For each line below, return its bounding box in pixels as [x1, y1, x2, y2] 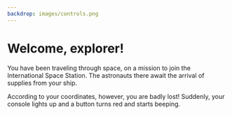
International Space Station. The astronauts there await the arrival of [7, 71, 205, 79]
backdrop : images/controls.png [7, 10, 99, 18]
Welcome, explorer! [7, 40, 124, 56]
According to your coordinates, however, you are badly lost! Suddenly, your [7, 92, 226, 100]
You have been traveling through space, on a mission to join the [7, 64, 191, 72]
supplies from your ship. [7, 79, 78, 87]
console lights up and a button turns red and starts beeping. [7, 100, 181, 108]
